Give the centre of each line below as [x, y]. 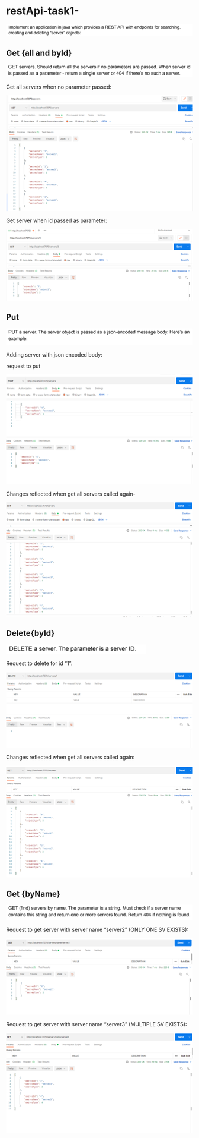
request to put [23, 366]
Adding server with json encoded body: [54, 355]
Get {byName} [33, 893]
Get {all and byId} [39, 53]
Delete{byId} [31, 633]
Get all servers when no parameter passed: [59, 87]
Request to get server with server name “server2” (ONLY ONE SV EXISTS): [97, 929]
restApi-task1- [43, 11]
